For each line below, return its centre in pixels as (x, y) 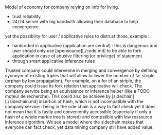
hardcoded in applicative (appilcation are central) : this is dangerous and (85, 45)
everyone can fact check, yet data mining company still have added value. (80, 127)
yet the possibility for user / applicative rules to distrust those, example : (77, 36)
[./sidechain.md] (21, 101)
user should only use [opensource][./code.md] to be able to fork (77, 51)
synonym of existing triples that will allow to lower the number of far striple (80, 76)
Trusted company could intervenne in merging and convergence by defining (81, 70)
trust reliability (27, 16)
